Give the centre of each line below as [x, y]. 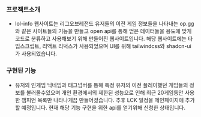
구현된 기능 [21, 71]
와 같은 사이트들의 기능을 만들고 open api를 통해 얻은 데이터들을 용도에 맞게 [103, 31]
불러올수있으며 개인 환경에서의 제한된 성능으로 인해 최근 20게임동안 [105, 92]
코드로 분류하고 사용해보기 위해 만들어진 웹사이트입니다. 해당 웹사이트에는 [101, 39]
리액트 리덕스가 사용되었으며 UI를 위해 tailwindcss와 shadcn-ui [117, 46]
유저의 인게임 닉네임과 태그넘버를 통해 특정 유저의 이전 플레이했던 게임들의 [101, 85]
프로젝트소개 [23, 9]
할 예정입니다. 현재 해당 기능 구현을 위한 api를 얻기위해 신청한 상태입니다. [100, 107]
